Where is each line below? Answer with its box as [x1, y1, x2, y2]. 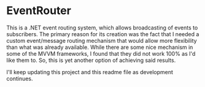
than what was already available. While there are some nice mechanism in [6, 43, 193, 51]
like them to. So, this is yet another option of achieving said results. [6, 56, 176, 64]
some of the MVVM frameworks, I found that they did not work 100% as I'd [6, 50, 196, 57]
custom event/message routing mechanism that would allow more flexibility [6, 37, 198, 44]
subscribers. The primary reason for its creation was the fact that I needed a [6, 30, 199, 37]
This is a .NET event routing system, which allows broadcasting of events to [6, 24, 198, 31]
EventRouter [6, 4, 72, 18]
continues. [6, 75, 33, 82]
